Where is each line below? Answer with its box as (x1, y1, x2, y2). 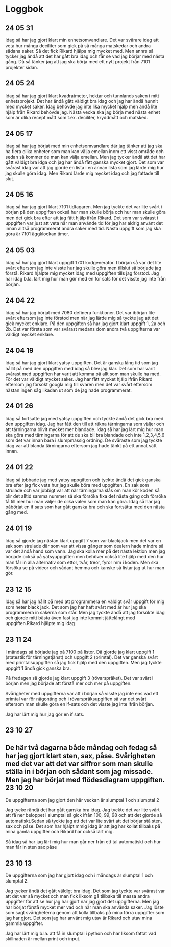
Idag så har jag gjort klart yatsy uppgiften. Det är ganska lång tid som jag (5, 359, 158, 366)
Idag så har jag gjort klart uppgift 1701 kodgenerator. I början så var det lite (5, 260, 162, 266)
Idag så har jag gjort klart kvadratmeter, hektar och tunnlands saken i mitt (5, 93, 159, 99)
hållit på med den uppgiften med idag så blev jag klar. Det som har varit (5, 365, 155, 371)
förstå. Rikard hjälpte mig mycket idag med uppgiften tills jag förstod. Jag (5, 270, 159, 276)
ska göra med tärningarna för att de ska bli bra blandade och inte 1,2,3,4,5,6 (5, 432, 165, 438)
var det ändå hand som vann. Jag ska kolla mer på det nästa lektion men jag (5, 548, 165, 554)
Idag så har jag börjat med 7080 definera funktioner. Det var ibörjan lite (5, 310, 155, 316)
